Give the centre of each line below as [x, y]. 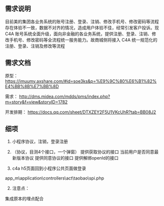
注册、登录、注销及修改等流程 [35, 46]
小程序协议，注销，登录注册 [40, 141]
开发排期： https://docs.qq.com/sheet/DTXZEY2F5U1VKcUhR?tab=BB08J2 [81, 112]
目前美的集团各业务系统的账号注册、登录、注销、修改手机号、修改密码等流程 [82, 22]
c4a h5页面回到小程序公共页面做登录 [49, 168]
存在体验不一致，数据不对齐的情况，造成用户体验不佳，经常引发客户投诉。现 [82, 27]
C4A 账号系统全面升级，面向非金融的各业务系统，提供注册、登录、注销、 [79, 34]
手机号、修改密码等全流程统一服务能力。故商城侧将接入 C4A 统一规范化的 [83, 40]
